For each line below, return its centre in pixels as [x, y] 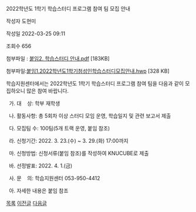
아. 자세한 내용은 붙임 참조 [38, 191]
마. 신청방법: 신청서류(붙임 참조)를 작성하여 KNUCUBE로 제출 [79, 153]
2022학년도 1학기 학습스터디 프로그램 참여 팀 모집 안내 [68, 9]
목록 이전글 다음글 [26, 203]
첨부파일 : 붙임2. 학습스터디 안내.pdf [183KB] [58, 58]
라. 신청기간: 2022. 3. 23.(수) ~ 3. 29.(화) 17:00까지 [68, 141]
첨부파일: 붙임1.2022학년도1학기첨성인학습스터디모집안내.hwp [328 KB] [88, 71]
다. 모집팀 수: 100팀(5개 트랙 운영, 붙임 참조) [59, 128]
